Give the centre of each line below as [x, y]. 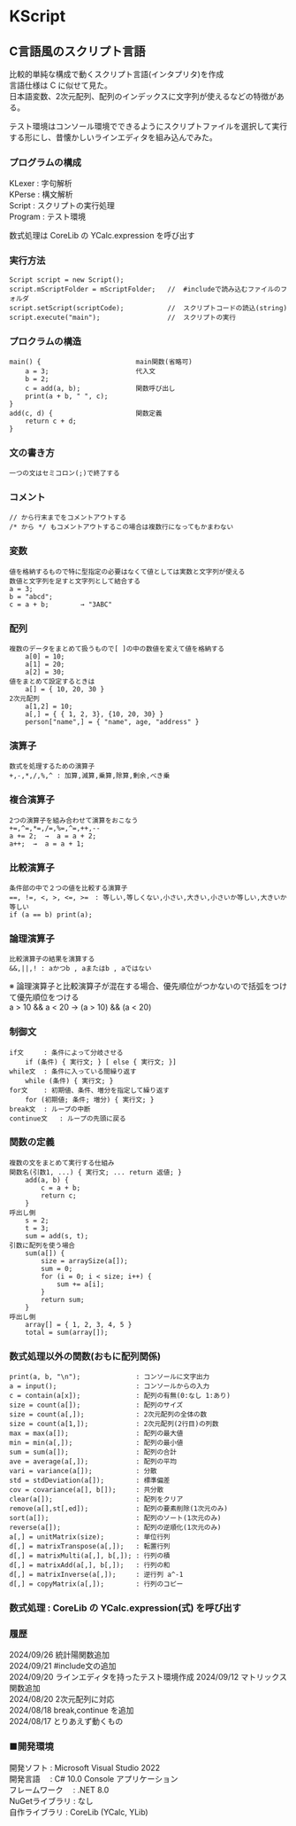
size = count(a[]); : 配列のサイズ [96, 1405]
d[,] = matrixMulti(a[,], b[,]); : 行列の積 [90, 1556]
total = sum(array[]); [67, 1332]
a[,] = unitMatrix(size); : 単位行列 [90, 1537]
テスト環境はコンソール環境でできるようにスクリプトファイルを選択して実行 [148, 126]
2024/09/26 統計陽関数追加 [60, 1655]
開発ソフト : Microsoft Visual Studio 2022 [85, 1767]
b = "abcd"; [31, 597]
